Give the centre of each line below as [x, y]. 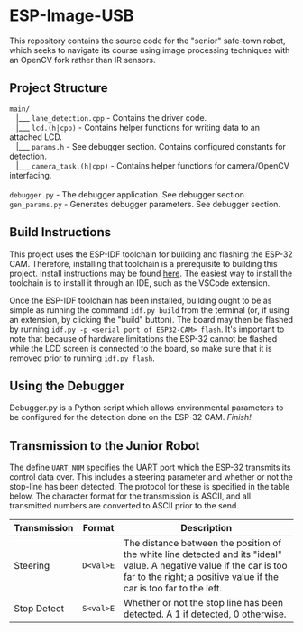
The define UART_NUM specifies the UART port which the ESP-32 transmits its [150, 467]
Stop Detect [39, 609]
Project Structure [59, 88]
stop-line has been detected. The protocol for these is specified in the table [150, 487]
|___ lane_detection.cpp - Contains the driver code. [111, 117]
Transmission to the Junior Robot [105, 446]
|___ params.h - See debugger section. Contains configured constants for [151, 146]
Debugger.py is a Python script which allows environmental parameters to [147, 408]
